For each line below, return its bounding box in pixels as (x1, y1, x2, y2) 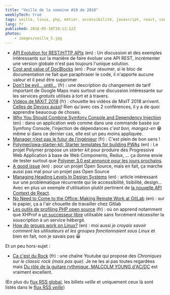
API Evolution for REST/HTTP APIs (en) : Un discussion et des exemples (12, 49, 162, 56)
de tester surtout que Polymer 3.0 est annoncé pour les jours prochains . (12, 157, 163, 163)
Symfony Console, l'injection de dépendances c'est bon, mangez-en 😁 (12, 125, 162, 131)
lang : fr (5, 21, 24, 27)
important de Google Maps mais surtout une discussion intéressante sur (12, 87, 163, 93)
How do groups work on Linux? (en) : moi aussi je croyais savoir (12, 222, 147, 228)
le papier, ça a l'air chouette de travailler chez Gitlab (12, 201, 121, 207)
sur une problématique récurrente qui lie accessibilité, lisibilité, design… (12, 179, 162, 185)
